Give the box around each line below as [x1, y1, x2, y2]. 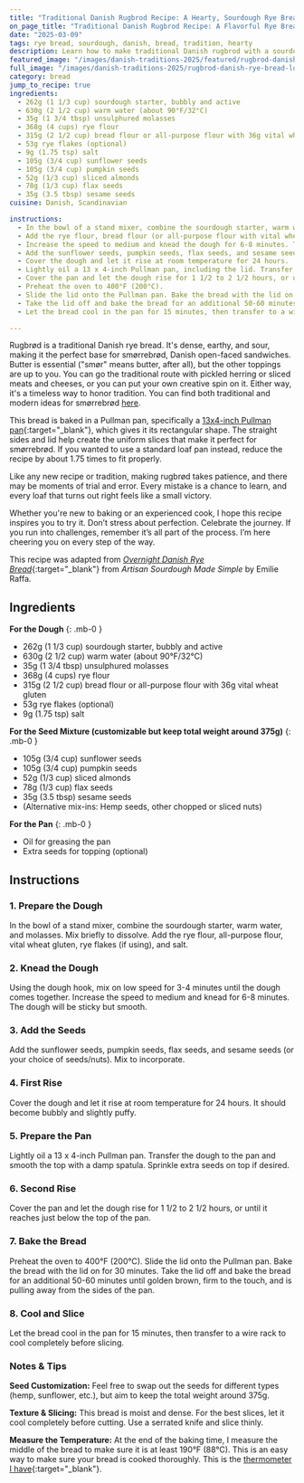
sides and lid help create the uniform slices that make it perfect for [9, 434, 258, 445]
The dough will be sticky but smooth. [9, 1002, 147, 1012]
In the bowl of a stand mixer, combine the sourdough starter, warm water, [9, 919, 283, 930]
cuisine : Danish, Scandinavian [9, 198, 128, 208]
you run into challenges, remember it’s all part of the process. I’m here [9, 527, 271, 538]
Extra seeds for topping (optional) [22, 846, 148, 857]
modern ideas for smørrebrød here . [9, 397, 141, 408]
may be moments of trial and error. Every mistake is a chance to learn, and [9, 480, 287, 491]
